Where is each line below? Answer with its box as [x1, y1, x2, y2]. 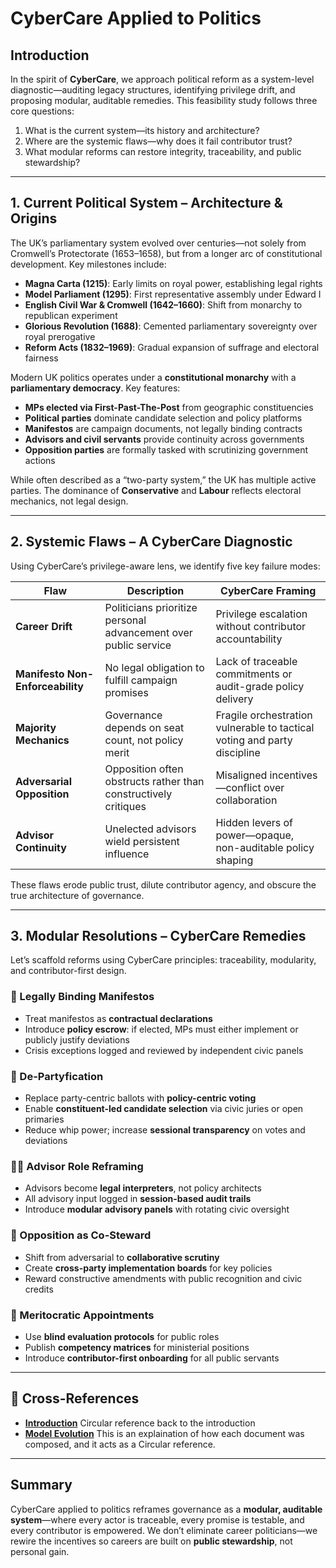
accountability [215, 632, 283, 646]
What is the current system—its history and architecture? [24, 125, 260, 136]
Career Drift [15, 619, 73, 633]
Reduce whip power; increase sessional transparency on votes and [24, 1124, 306, 1136]
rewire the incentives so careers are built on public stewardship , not [10, 1535, 293, 1547]
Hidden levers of [215, 815, 294, 829]
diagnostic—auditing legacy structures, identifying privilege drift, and [10, 84, 296, 96]
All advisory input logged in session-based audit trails [24, 1193, 252, 1205]
